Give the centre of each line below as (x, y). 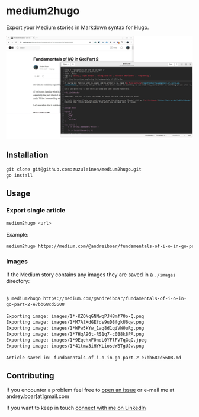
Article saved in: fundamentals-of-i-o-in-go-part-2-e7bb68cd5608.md (94, 358)
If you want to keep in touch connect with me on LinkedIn (76, 408)
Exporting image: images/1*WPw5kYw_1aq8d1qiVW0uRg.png (75, 328)
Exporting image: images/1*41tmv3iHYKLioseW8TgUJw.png (75, 346)
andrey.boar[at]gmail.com (38, 396)
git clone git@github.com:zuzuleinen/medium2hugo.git (74, 169)
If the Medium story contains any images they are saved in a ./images (91, 275)
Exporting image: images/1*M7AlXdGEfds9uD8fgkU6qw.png (75, 322)
